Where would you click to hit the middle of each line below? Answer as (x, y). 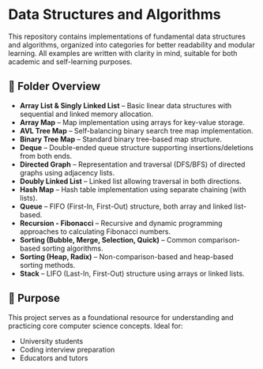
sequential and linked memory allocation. (86, 114)
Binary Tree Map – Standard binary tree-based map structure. (121, 139)
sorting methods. (47, 265)
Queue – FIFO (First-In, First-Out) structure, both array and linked (126, 206)
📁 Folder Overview (54, 87)
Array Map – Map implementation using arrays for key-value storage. (132, 122)
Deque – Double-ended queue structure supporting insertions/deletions (137, 147)
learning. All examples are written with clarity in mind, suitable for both (123, 53)
